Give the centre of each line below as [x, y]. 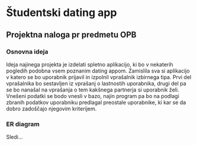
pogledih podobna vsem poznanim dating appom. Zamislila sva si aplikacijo [98, 71]
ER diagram [23, 124]
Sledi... [14, 137]
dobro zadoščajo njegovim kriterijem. [51, 108]
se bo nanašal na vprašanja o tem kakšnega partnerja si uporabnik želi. [93, 90]
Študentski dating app [62, 13]
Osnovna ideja [27, 52]
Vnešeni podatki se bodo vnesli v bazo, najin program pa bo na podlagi [93, 96]
